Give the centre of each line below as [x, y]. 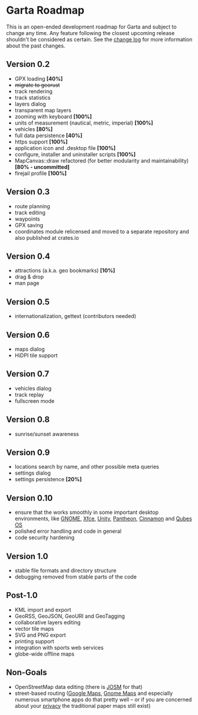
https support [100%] [41, 142]
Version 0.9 [28, 452]
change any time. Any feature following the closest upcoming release [90, 33]
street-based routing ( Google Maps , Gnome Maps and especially [94, 693]
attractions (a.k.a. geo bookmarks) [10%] [65, 271]
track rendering [33, 91]
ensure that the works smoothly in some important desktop [87, 512]
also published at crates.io [47, 237]
